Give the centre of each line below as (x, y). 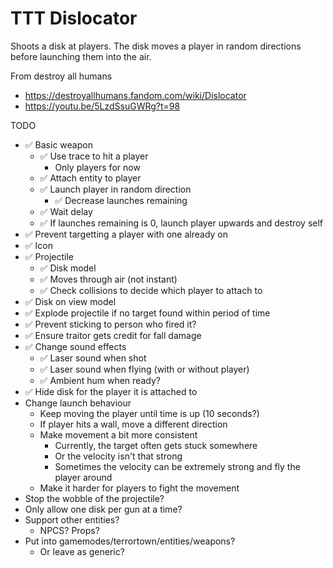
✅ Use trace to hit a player (94, 156)
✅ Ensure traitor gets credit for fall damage (113, 335)
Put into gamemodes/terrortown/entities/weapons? (130, 541)
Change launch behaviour (78, 403)
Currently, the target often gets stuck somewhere (156, 445)
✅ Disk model (68, 268)
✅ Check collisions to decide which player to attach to (151, 290)
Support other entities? (72, 519)
